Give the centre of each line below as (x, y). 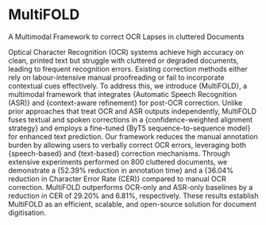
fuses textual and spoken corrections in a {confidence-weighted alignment (130, 119)
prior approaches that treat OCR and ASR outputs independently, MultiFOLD (132, 111)
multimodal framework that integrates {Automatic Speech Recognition (122, 94)
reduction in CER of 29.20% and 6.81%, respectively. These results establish (133, 196)
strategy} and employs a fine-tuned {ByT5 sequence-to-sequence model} (129, 128)
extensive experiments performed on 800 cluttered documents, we (118, 161)
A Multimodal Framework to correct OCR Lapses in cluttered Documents (126, 37)
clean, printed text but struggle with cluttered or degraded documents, (124, 60)
